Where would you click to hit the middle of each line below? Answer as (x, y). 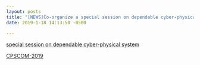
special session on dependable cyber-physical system (73, 44)
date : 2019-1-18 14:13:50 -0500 (46, 22)
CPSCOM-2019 (25, 56)
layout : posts (24, 12)
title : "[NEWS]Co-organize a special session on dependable (82, 17)
